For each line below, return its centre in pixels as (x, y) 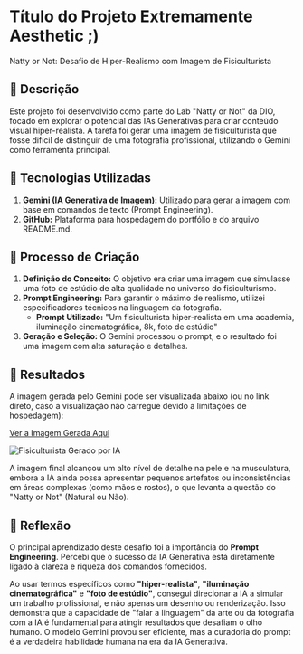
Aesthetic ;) (54, 36)
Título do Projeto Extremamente (131, 17)
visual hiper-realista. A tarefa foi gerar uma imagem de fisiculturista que (143, 130)
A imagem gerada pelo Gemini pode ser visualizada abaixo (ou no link (139, 396)
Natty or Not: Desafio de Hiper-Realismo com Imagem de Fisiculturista (141, 61)
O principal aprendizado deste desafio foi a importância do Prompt (134, 547)
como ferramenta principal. (60, 149)
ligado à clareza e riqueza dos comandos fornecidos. (109, 566)
